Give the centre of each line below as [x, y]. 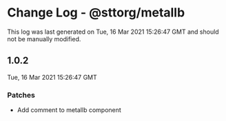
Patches [21, 95]
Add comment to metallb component [69, 110]
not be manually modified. [44, 38]
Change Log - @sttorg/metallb [96, 13]
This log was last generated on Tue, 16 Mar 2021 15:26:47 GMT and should [113, 32]
